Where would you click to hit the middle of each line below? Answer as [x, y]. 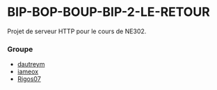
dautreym [31, 64]
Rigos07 [29, 79]
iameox [28, 72]
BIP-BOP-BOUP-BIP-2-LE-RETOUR [108, 12]
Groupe [20, 49]
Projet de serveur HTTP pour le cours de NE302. [77, 31]
